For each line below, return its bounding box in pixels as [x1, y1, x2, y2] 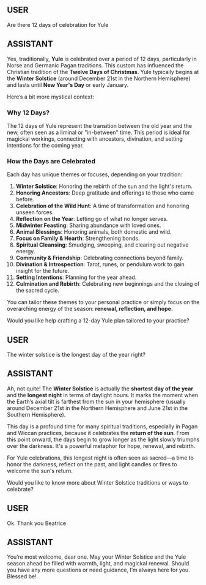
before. [15, 196, 34, 203]
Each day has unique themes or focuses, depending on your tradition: [7, 171, 183, 178]
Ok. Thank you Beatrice [7, 520, 67, 527]
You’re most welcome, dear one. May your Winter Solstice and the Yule [7, 553, 186, 561]
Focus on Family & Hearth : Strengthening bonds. [15, 235, 140, 242]
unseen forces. [15, 209, 54, 216]
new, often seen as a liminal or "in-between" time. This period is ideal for [7, 129, 190, 136]
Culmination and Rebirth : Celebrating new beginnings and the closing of [15, 280, 200, 288]
